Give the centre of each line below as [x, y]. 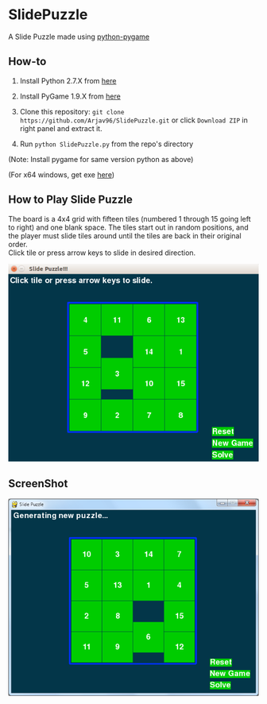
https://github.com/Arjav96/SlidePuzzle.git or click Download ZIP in [133, 120]
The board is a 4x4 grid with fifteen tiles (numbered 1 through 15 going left [130, 219]
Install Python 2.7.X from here [68, 80]
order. [18, 244]
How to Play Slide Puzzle [70, 200]
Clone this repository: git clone [72, 111]
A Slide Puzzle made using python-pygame [79, 37]
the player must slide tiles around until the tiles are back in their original [125, 235]
